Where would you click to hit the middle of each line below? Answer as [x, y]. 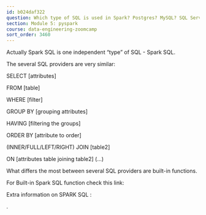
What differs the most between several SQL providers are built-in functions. [102, 171]
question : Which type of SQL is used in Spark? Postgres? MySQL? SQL [97, 18]
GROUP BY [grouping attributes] [47, 111]
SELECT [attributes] [31, 76]
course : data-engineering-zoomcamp [52, 29]
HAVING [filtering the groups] [44, 124]
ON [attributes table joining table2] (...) [55, 159]
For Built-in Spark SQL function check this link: [65, 183]
